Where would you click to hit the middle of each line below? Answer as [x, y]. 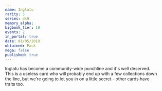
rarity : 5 [15, 14]
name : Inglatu [19, 9]
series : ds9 [17, 18]
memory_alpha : [19, 23]
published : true [21, 55]
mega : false [17, 50]
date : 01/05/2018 [23, 41]
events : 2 [15, 32]
